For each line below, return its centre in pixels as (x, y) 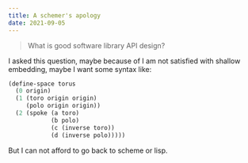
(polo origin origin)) (63, 106)
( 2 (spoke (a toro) (48, 113)
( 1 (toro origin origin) (56, 99)
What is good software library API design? (96, 45)
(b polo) (65, 120)
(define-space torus (42, 84)
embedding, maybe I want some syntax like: (80, 69)
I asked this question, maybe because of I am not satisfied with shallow (124, 61)
